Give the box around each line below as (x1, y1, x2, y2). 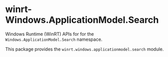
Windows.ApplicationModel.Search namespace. (5, 36, 103, 42)
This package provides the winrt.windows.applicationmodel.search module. (5, 46, 164, 52)
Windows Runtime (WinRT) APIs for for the (5, 31, 94, 37)
